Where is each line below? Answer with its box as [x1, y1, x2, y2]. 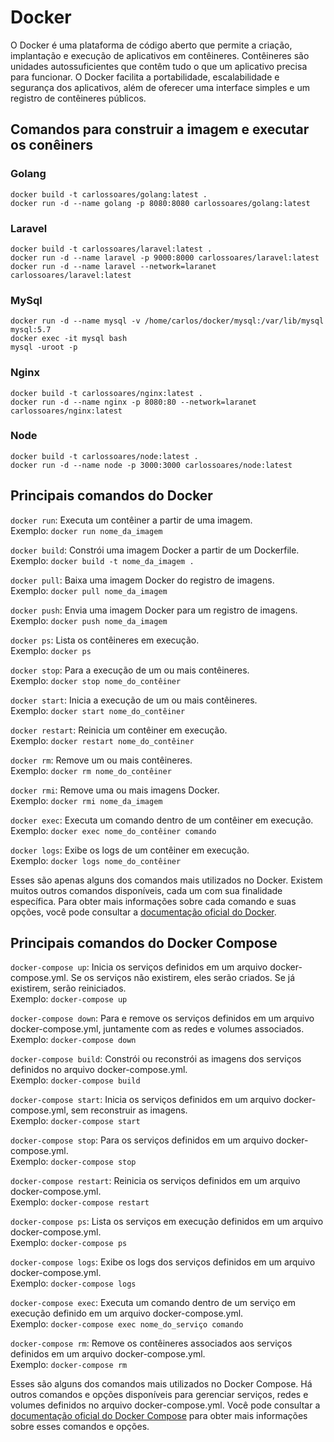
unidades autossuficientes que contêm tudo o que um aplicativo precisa [10, 60, 308, 72]
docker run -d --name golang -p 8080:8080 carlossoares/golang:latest [10, 198, 311, 208]
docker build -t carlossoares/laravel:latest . [10, 244, 213, 254]
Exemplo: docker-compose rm [10, 1359, 128, 1371]
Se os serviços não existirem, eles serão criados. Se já [70, 972, 296, 984]
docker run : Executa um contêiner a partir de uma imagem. [10, 514, 253, 526]
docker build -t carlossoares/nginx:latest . [10, 388, 203, 398]
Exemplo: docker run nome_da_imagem [10, 524, 163, 536]
